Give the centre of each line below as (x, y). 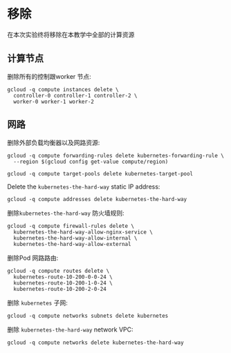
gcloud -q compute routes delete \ (58, 271)
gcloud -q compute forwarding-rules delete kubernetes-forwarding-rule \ (116, 155)
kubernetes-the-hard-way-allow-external (72, 244)
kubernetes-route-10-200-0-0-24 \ (63, 277)
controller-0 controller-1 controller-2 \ (75, 95)
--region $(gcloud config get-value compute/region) (91, 162)
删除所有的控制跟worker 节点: (49, 76)
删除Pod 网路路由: (33, 258)
